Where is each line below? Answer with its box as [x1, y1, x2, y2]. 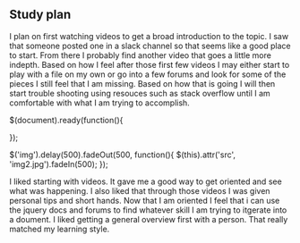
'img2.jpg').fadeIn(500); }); [9, 158, 109, 169]
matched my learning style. [9, 223, 110, 234]
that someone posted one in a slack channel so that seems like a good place [9, 40, 291, 51]
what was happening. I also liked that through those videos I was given [9, 185, 270, 196]
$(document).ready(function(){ [9, 114, 124, 125]
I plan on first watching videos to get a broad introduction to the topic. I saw [9, 30, 289, 41]
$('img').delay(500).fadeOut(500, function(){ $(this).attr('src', [9, 149, 236, 160]
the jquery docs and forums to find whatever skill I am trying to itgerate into [9, 205, 287, 215]
